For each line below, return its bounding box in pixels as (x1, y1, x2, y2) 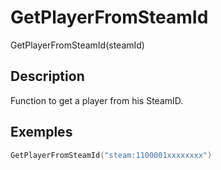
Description (10, 68, 85, 85)
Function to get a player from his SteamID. (10, 94, 184, 106)
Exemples (10, 124, 73, 141)
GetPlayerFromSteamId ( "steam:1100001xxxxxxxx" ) (10, 150, 213, 160)
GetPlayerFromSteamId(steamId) (10, 39, 145, 51)
